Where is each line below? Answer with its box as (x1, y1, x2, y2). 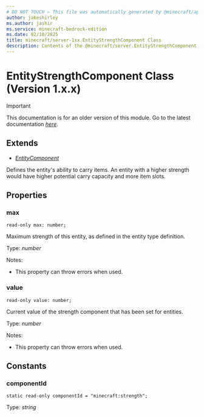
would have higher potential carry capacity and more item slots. (6, 172, 166, 180)
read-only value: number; (6, 297, 72, 303)
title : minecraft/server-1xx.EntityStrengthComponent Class (6, 37, 162, 43)
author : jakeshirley (6, 15, 59, 21)
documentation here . (6, 120, 59, 128)
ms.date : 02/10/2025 (6, 32, 59, 38)
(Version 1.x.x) (6, 82, 81, 96)
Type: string (6, 404, 36, 411)
